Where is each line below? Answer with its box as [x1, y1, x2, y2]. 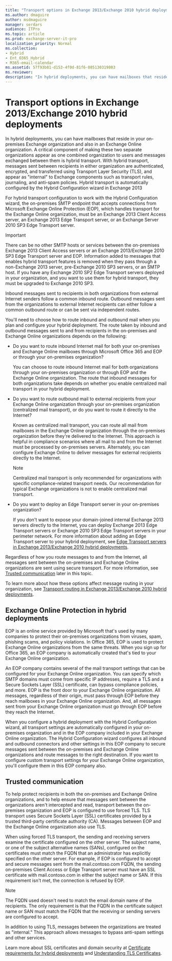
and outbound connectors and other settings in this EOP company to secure [5, 740, 166, 746]
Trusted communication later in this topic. [5, 570, 93, 576]
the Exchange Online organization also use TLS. [5, 824, 106, 830]
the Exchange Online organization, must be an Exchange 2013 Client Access [5, 211, 166, 217]
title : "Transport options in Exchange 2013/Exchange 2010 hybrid [5, 7, 150, 13]
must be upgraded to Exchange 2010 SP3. [5, 280, 94, 286]
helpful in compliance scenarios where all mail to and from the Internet [12, 438, 162, 444]
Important [5, 232, 26, 238]
